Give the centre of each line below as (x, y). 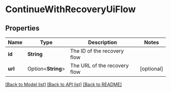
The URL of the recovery (99, 66)
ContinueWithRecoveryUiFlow (70, 9)
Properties (22, 28)
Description (103, 42)
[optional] (151, 69)
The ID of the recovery (97, 51)
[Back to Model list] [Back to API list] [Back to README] (64, 84)
